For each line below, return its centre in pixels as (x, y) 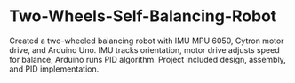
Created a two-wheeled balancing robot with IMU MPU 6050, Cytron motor (147, 41)
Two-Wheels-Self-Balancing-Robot (143, 16)
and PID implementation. (54, 69)
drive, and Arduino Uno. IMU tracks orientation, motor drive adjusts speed (144, 49)
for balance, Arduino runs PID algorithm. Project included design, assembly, (147, 59)
